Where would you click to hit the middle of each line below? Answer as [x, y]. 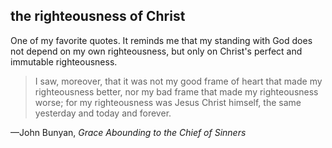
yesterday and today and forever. [103, 113]
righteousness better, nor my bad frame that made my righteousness [176, 91]
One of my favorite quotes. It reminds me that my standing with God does [161, 40]
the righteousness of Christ [98, 16]
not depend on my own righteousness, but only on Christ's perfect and [156, 51]
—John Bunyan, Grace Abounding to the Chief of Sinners [128, 132]
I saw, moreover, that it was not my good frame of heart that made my [178, 81]
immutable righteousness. [64, 61]
